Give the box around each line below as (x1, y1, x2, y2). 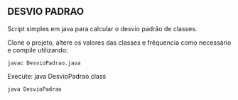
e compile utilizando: (7, 45, 69, 54)
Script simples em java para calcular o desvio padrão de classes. (7, 24, 198, 33)
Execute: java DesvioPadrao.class (7, 72, 107, 80)
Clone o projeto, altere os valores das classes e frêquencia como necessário (7, 38, 232, 47)
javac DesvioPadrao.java (7, 60, 81, 67)
